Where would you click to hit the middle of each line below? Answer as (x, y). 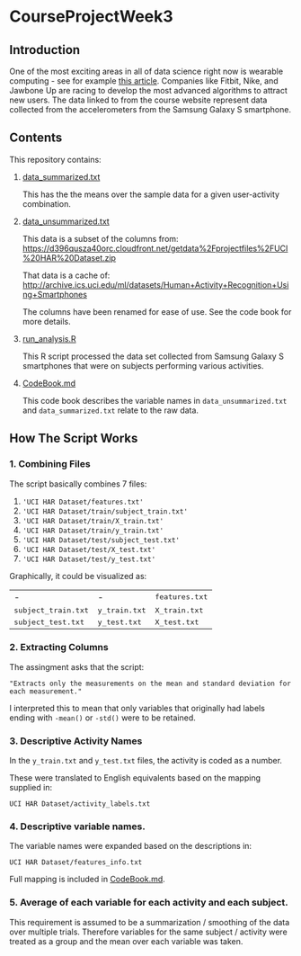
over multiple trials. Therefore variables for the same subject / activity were (148, 932)
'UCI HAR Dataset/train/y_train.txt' (93, 531)
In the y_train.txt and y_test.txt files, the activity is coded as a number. (146, 761)
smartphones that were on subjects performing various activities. (143, 365)
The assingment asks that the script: (77, 666)
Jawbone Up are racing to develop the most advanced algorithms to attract (148, 90)
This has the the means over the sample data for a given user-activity (151, 194)
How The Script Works (74, 438)
